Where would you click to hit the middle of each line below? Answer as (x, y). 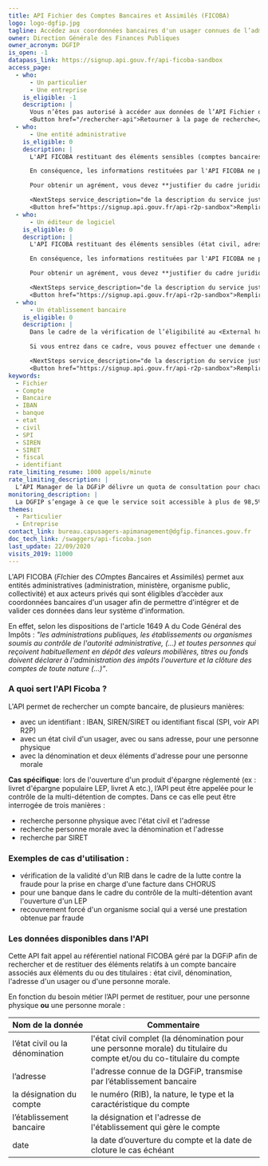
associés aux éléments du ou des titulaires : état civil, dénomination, (120, 973)
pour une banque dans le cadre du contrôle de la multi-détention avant (136, 893)
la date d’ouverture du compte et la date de (171, 1140)
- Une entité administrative (78, 134)
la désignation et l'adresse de (146, 1117)
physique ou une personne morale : (67, 1006)
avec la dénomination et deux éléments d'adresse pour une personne (134, 756)
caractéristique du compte (140, 1105)
